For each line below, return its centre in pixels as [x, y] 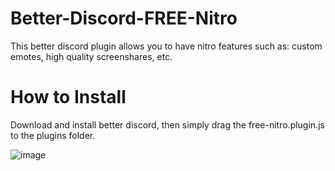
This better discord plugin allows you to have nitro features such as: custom [166, 46]
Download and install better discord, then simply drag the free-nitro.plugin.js [167, 124]
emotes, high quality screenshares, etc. [91, 56]
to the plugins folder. [53, 135]
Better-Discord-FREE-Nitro [124, 18]
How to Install [68, 97]
